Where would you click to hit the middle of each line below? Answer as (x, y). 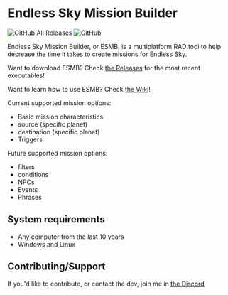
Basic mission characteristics (60, 117)
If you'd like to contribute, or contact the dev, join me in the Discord (106, 284)
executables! (26, 75)
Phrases (30, 197)
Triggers (30, 139)
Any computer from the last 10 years (71, 237)
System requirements (56, 219)
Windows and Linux (47, 244)
